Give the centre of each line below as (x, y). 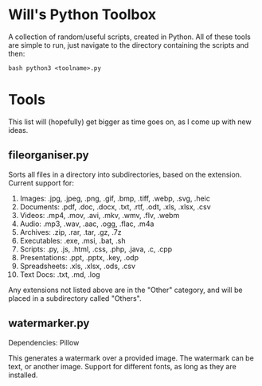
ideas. (18, 130)
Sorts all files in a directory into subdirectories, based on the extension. (125, 174)
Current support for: (41, 183)
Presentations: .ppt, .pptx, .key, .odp (79, 257)
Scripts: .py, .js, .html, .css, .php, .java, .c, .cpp (96, 249)
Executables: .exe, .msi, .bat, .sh (72, 240)
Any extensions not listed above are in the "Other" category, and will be (125, 290)
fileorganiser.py (49, 156)
